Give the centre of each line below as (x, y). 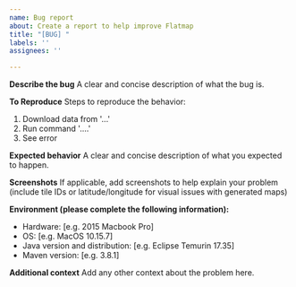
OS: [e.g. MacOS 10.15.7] (68, 236)
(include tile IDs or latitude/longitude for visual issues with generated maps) (148, 192)
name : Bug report (42, 17)
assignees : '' (36, 51)
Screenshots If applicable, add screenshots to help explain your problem (144, 183)
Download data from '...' (66, 119)
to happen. (29, 165)
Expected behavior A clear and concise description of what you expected (146, 156)
